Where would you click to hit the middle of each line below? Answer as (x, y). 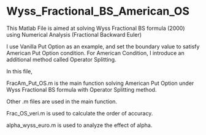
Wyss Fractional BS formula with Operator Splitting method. (82, 89)
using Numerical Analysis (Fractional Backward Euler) (74, 34)
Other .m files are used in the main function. (62, 101)
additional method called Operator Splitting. (61, 59)
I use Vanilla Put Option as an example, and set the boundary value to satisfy (103, 46)
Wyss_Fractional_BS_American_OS (98, 11)
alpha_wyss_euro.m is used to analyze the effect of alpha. (79, 125)
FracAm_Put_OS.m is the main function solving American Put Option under (100, 83)
